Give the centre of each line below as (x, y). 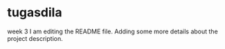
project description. (35, 38)
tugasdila (35, 13)
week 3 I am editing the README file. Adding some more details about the (112, 31)
